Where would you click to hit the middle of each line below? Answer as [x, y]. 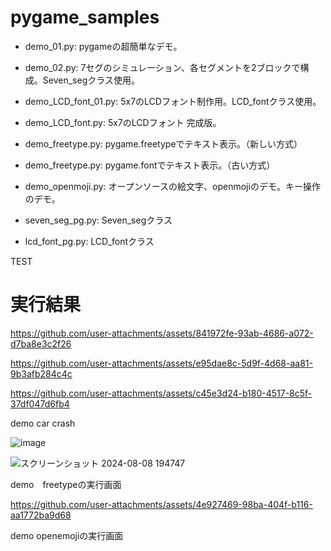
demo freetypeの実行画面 [66, 484]
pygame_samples [85, 17]
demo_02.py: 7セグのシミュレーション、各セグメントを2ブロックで [162, 67]
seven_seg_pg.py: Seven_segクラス [98, 220]
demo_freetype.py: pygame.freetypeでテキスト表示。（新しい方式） [163, 143]
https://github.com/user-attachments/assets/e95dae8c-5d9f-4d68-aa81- [161, 363]
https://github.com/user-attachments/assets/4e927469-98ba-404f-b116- [161, 504]
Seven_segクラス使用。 [91, 80]
